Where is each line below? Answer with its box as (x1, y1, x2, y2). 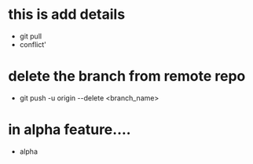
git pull (19, 31, 42, 41)
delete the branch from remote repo (8, 67, 246, 86)
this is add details (8, 5, 126, 24)
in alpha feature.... (8, 121, 131, 139)
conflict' (19, 39, 47, 49)
